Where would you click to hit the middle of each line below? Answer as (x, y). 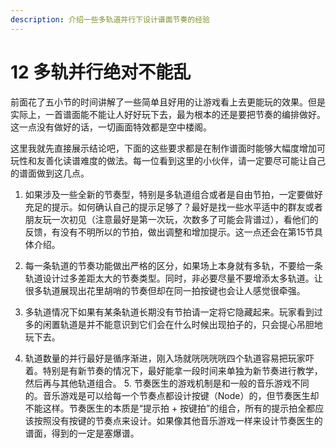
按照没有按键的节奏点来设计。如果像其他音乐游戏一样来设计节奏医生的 (178, 420)
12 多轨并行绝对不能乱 (101, 72)
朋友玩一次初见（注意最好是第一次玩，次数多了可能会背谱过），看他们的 (171, 219)
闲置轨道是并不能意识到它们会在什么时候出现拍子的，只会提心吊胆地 (182, 324)
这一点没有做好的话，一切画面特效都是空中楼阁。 (111, 127)
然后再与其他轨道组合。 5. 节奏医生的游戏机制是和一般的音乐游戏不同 (167, 383)
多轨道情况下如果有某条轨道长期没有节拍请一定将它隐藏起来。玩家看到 (169, 312)
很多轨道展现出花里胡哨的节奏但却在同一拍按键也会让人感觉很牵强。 (165, 290)
